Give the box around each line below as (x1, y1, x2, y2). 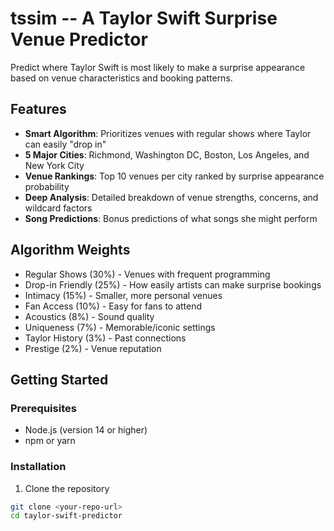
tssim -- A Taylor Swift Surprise (10, 7, 278, 30)
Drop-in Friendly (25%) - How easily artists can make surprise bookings (24, 278, 322, 291)
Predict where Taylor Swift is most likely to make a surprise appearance (10, 61, 306, 73)
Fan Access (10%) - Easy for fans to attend (24, 300, 203, 312)
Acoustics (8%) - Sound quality (24, 310, 155, 322)
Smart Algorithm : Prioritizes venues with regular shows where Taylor (24, 127, 312, 139)
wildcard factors (24, 202, 93, 214)
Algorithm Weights (10, 242, 131, 259)
